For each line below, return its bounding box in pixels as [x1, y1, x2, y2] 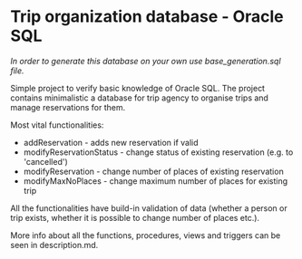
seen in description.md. [10, 239, 99, 250]
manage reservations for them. [10, 101, 126, 112]
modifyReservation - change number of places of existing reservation [23, 166, 284, 177]
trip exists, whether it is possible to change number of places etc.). [10, 212, 260, 223]
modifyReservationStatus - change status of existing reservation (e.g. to [23, 147, 294, 158]
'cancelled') [23, 156, 69, 167]
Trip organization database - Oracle [10, 6, 284, 27]
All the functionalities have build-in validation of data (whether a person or [10, 202, 288, 214]
